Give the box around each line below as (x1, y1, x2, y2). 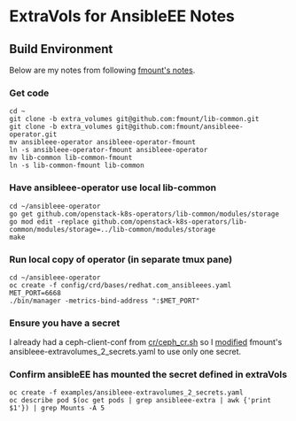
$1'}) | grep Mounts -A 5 (9, 404, 105, 413)
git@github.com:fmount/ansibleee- (116, 122, 244, 132)
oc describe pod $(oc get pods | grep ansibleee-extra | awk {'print (9, 396, 272, 405)
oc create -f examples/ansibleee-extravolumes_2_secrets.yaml (9, 388, 244, 397)
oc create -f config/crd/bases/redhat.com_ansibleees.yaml (9, 280, 232, 289)
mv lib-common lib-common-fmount (9, 153, 133, 163)
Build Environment (9, 42, 113, 57)
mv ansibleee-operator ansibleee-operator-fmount (9, 138, 197, 147)
